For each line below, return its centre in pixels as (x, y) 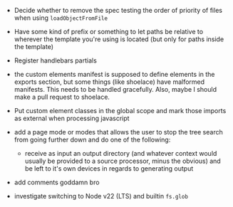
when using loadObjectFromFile (61, 18)
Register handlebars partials (56, 60)
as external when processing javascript (72, 118)
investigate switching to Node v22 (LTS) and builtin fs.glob (101, 196)
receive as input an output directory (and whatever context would (121, 153)
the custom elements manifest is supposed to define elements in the (114, 74)
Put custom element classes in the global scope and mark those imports (120, 111)
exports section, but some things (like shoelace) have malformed (109, 82)
